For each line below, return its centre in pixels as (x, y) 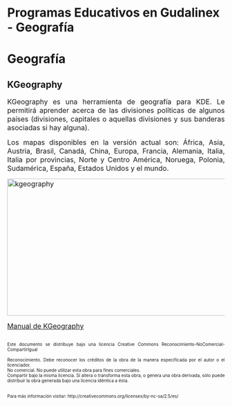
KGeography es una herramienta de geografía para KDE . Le (116, 102)
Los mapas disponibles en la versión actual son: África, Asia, (116, 142)
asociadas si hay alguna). (48, 128)
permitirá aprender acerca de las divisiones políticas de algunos (116, 111)
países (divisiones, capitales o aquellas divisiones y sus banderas (116, 119)
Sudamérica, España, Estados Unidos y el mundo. (88, 169)
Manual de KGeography (46, 326)
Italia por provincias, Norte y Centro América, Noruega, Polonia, (116, 160)
